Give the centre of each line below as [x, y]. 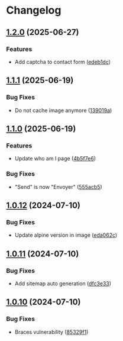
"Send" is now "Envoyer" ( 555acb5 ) [58, 186]
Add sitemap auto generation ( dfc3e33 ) [63, 283]
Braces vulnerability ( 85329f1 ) [51, 332]
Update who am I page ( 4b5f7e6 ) [55, 159]
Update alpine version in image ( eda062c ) [66, 235]
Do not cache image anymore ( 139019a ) [63, 110]
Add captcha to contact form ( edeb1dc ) [63, 62]
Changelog [34, 10]
